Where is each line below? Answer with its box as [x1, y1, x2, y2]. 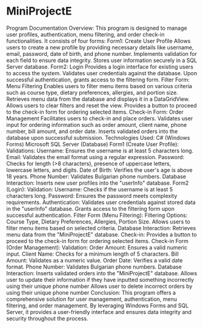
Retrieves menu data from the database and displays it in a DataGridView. [6, 95, 190, 103]
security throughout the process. [6, 315, 88, 322]
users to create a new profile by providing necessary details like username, [6, 44, 194, 51]
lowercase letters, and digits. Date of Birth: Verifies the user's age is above [6, 166, 193, 174]
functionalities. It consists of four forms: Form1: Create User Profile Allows [6, 37, 191, 44]
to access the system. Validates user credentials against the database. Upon [6, 69, 198, 77]
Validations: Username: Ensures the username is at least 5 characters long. [6, 147, 194, 154]
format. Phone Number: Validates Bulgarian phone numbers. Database [6, 263, 182, 270]
